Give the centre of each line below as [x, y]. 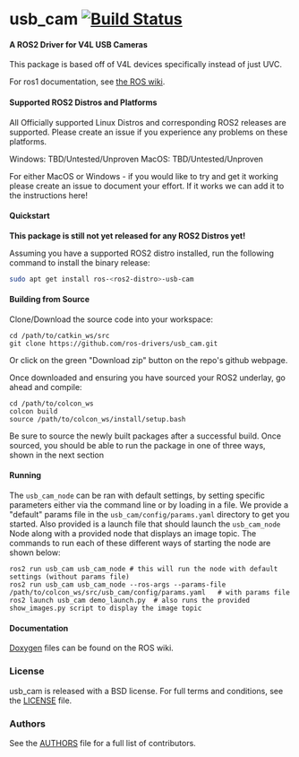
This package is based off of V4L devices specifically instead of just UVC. [145, 65]
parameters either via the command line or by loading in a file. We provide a [149, 505]
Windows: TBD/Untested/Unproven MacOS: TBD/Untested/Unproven [137, 159]
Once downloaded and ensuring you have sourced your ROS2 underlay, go [148, 378]
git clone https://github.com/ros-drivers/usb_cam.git [114, 344]
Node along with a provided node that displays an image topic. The [133, 534]
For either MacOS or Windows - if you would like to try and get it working [144, 176]
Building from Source [50, 300]
